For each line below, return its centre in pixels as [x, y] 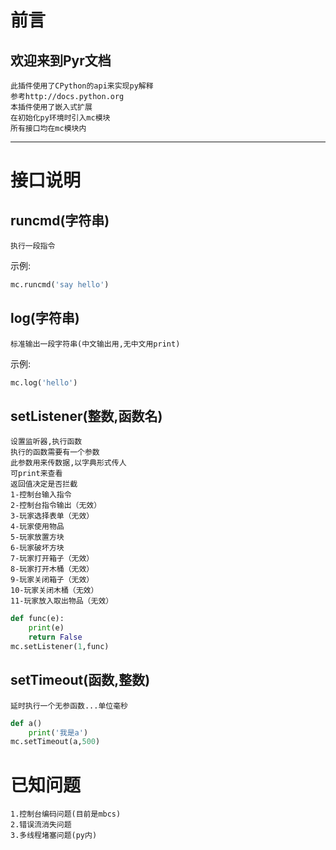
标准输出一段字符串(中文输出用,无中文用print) [95, 344]
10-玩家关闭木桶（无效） [54, 591]
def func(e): [37, 619]
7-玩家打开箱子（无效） [52, 559]
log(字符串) [45, 318]
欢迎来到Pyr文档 [61, 60]
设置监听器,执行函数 [46, 442]
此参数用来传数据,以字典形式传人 [68, 463]
